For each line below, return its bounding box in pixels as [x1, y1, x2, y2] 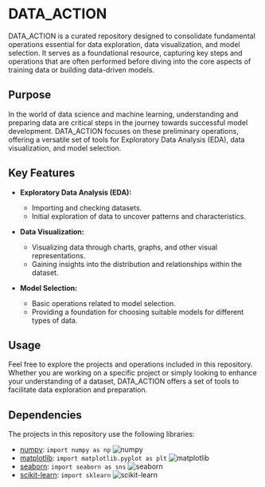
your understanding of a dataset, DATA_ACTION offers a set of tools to [8, 376, 240, 387]
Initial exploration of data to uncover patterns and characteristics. [31, 211, 247, 221]
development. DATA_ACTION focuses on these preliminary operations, [8, 126, 239, 135]
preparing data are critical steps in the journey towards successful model [8, 117, 248, 128]
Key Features [8, 167, 76, 180]
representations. [31, 250, 86, 260]
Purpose [8, 88, 52, 102]
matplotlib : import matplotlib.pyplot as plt [19, 454, 167, 463]
